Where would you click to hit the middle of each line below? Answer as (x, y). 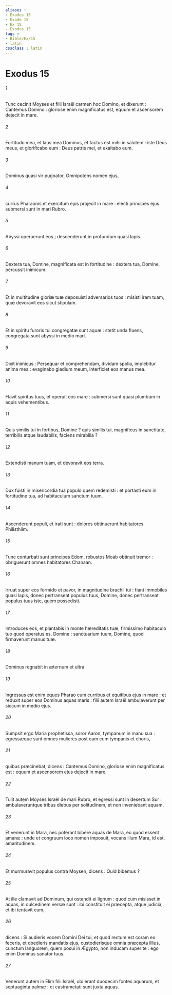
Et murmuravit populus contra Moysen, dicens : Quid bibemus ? (73, 871)
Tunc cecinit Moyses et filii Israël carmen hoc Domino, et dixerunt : (76, 104)
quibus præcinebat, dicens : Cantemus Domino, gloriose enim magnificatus (85, 767)
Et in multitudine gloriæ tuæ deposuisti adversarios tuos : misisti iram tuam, (85, 297)
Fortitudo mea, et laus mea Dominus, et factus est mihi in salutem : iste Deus (86, 143)
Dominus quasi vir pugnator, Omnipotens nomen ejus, (62, 176)
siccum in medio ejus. (28, 705)
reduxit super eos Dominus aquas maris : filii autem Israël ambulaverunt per (85, 700)
